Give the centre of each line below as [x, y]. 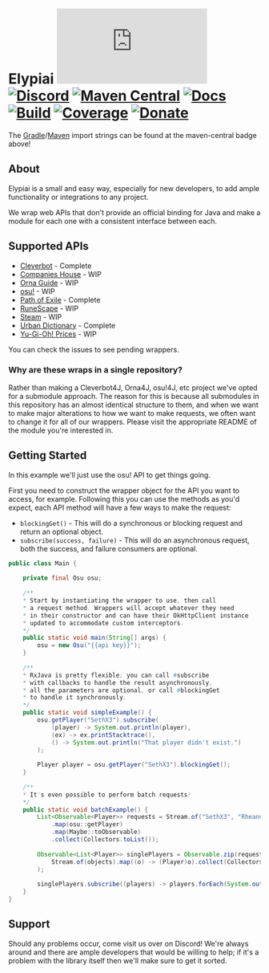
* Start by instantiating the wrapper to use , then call [120, 601]
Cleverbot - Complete [56, 266]
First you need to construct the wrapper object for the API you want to [124, 491]
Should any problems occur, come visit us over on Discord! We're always [128, 943]
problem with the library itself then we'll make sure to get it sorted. [118, 960]
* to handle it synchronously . [75, 698]
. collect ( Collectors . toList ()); [105, 840]
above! [20, 144]
